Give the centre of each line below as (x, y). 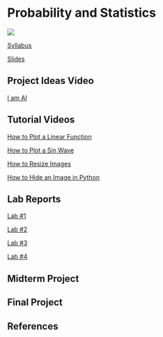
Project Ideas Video (51, 81)
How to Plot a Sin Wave (41, 150)
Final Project (35, 302)
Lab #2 (17, 229)
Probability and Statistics (82, 13)
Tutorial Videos (41, 120)
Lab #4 (17, 257)
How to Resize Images (39, 164)
